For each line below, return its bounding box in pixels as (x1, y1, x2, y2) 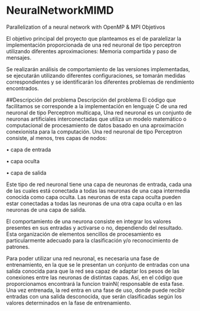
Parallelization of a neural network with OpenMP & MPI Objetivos (6, 23, 165, 31)
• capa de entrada (6, 146, 51, 153)
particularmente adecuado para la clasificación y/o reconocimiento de (6, 237, 179, 244)
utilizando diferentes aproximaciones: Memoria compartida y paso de (6, 47, 177, 54)
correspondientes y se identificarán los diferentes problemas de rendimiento (6, 78, 195, 86)
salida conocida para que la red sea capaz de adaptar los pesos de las (6, 267, 180, 275)
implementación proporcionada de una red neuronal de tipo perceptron (6, 41, 181, 48)
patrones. (6, 243, 30, 250)
